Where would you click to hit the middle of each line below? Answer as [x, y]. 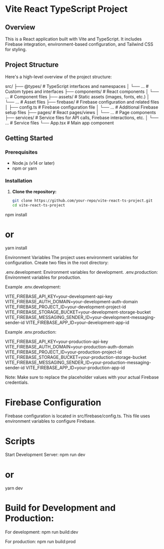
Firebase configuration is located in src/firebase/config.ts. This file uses [78, 416]
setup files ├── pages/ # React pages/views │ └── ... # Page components [81, 112]
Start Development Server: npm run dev [45, 455]
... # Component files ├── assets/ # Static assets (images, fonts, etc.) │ [77, 96]
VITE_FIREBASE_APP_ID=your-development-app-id [78, 322]
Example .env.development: [33, 287]
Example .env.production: [31, 332]
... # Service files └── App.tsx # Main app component [59, 123]
